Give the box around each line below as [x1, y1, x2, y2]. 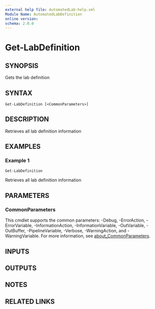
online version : [5, 16, 38, 21]
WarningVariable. [5, 233, 40, 239]
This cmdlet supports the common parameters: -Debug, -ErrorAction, [5, 217, 146, 224]
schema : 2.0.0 [5, 21, 34, 26]
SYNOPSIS [5, 61, 39, 70]
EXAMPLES [5, 142, 41, 151]
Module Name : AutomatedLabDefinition [5, 12, 82, 17]
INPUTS [5, 247, 29, 255]
